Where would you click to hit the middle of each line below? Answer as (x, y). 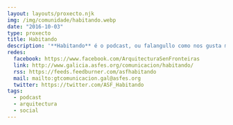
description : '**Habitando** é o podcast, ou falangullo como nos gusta (114, 46)
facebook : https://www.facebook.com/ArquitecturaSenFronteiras (106, 59)
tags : (15, 91)
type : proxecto (29, 33)
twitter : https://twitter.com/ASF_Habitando (79, 85)
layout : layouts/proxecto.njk (51, 14)
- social (26, 110)
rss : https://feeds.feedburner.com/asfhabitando (85, 72)
